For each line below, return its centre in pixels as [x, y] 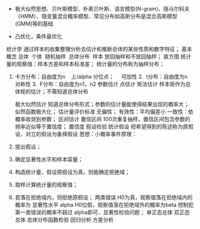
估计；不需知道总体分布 [59, 92]
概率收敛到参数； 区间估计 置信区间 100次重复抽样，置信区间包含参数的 [102, 119]
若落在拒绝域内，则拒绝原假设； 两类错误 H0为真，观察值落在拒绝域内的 [104, 197]
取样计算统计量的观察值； [46, 185]
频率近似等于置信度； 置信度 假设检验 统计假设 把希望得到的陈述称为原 [101, 126]
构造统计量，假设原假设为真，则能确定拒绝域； [72, 172]
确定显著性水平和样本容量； [49, 159]
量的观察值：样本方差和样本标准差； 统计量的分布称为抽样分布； [85, 64]
